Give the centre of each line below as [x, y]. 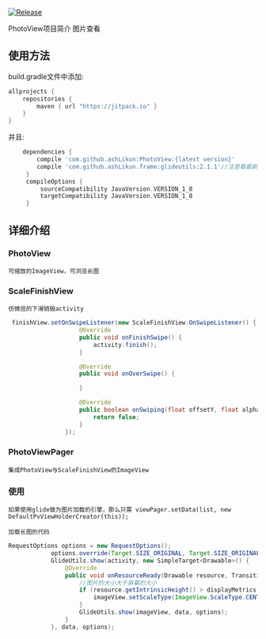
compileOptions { [54, 181]
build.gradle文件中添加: [46, 76]
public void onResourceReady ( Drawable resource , [146, 575]
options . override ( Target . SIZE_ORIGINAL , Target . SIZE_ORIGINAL [155, 553]
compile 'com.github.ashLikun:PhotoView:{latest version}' [136, 160]
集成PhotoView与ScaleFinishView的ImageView [78, 470]
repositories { [47, 99]
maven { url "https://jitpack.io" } [97, 106]
